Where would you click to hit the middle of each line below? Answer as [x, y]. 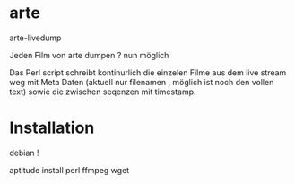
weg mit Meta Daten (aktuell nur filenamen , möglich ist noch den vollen [142, 82]
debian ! [24, 153]
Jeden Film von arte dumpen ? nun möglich [89, 55]
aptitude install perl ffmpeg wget [69, 170]
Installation [52, 128]
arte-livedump [35, 38]
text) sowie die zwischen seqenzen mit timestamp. [103, 92]
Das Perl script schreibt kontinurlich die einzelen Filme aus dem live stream [148, 72]
